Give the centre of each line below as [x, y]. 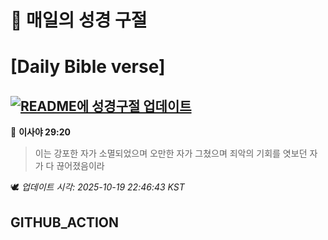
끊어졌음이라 [80, 166]
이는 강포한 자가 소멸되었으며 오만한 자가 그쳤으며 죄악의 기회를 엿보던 [171, 153]
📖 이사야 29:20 [40, 132]
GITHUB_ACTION [65, 222]
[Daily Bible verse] [88, 67]
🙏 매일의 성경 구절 [79, 20]
